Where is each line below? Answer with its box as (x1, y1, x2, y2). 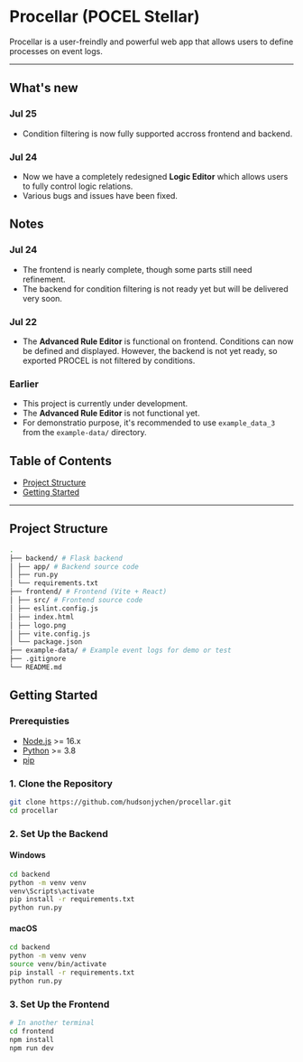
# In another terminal (9, 1019, 95, 1028)
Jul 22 (9, 315, 38, 328)
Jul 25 (9, 107, 38, 120)
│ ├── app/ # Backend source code (9, 562, 140, 571)
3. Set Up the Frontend (9, 998, 110, 1011)
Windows (9, 850, 46, 861)
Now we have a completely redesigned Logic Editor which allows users (22, 171, 289, 182)
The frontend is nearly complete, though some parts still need (22, 264, 252, 275)
